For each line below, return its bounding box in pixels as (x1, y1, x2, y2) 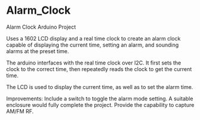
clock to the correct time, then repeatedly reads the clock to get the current (6, 65, 192, 72)
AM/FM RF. (6, 107, 34, 115)
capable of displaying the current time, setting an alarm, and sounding (6, 41, 179, 48)
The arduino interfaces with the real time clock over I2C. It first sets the (6, 59, 181, 66)
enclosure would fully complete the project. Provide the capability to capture (6, 101, 195, 108)
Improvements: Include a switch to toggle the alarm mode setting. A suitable (6, 95, 193, 102)
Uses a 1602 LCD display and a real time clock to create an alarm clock (6, 35, 181, 42)
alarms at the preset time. (6, 47, 69, 54)
